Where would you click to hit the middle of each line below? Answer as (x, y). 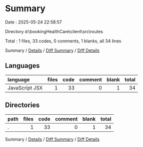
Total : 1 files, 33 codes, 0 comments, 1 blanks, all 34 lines (63, 41)
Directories (22, 105)
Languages (22, 66)
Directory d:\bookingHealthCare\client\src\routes (54, 31)
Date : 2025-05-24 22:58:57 (33, 22)
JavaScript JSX (25, 87)
